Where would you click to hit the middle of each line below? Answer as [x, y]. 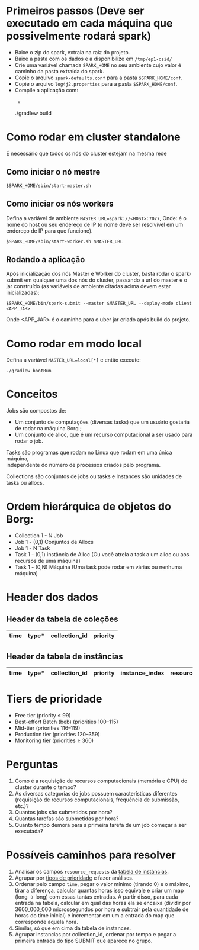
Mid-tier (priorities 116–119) [47, 728]
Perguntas [32, 764]
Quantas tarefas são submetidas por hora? [67, 819]
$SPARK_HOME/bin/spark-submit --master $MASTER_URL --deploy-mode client [99, 304]
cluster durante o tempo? [45, 787]
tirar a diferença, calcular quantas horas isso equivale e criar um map [99, 890]
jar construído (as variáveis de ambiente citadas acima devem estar [89, 286]
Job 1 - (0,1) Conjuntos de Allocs [54, 542]
